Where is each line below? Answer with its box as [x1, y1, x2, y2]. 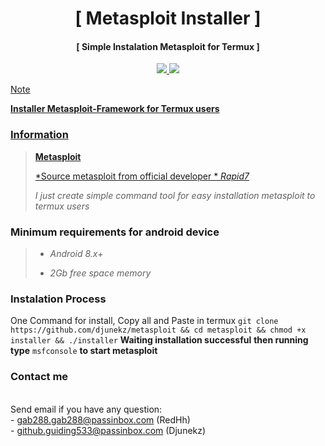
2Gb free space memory [49, 267, 152, 279]
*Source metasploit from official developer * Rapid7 [34, 170, 250, 182]
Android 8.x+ [49, 247, 104, 259]
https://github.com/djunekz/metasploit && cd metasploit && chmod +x [10, 325, 307, 336]
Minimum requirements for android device [10, 225, 220, 239]
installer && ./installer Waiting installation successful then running [10, 334, 309, 346]
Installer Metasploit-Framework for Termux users [10, 103, 220, 115]
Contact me [10, 370, 69, 384]
